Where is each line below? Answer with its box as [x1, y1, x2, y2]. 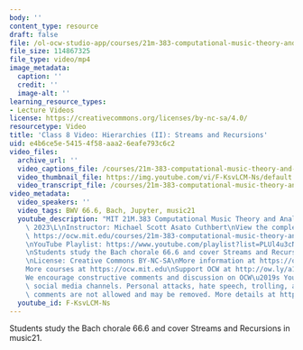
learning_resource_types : [9, 97, 106, 106]
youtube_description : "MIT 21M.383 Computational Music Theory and [17, 214, 277, 224]
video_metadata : [9, 189, 70, 198]
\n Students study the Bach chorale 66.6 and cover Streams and [25, 248, 269, 257]
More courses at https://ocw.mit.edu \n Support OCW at [25, 265, 232, 274]
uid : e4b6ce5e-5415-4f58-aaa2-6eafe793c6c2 [9, 139, 176, 148]
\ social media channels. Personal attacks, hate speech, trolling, [25, 281, 289, 290]
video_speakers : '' [17, 198, 91, 207]
